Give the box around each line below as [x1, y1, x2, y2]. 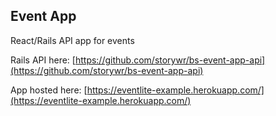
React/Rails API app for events [10, 34, 135, 46]
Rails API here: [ [10, 54, 76, 66]
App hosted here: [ [10, 84, 88, 96]
